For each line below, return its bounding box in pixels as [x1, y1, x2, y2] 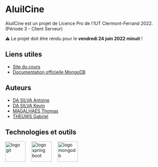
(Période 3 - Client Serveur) [5, 25, 63, 31]
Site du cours [12, 63, 40, 69]
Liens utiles [5, 50, 42, 59]
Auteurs [5, 83, 32, 92]
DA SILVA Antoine [12, 97, 49, 103]
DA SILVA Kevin [12, 102, 45, 108]
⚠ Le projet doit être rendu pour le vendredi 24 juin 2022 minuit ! [5, 35, 143, 41]
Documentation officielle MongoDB [12, 69, 86, 75]
